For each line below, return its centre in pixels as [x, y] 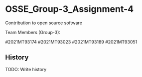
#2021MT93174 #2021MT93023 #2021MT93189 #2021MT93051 [71, 42]
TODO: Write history [26, 69]
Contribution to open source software [44, 23]
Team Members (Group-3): [33, 32]
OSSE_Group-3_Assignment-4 [69, 9]
